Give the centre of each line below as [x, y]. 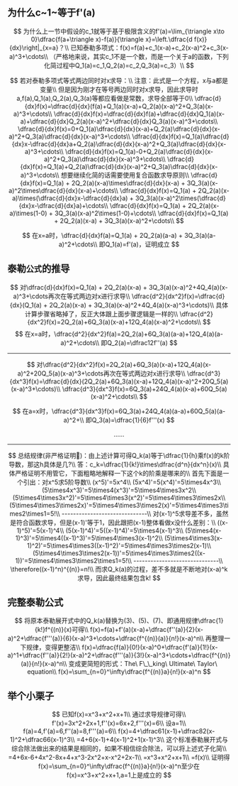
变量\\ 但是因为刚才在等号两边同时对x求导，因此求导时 [119, 89]
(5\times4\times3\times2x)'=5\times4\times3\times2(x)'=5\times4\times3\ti [119, 505]
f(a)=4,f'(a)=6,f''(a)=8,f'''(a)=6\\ [70, 731]
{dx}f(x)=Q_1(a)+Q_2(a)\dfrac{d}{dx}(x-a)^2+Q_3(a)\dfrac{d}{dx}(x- [119, 166]
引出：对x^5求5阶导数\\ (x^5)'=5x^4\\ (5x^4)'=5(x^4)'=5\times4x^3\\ [122, 482]
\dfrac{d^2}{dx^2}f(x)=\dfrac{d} [178, 296]
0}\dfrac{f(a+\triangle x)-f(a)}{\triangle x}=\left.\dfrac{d [112, 39]
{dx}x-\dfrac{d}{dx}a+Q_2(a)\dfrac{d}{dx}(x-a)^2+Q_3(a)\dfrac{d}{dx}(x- [119, 143]
